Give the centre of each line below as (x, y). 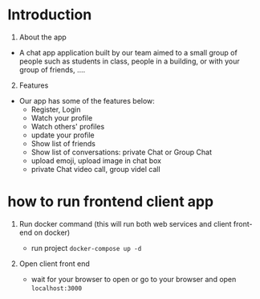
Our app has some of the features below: (87, 100)
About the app (43, 37)
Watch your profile (62, 117)
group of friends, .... (52, 69)
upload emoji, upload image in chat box (96, 160)
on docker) (52, 232)
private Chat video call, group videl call (96, 169)
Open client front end (54, 264)
